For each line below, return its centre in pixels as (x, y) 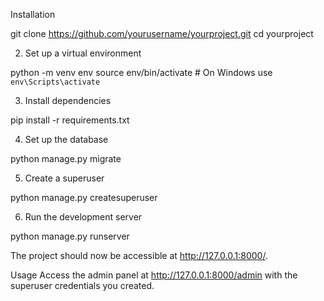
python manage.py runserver (70, 236)
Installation (33, 14)
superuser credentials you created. (82, 285)
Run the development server (83, 217)
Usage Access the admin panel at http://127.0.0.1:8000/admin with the (154, 275)
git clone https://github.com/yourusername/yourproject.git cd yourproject (162, 33)
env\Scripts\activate (55, 82)
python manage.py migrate (66, 158)
